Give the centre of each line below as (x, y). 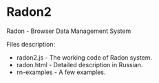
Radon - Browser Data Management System (69, 31)
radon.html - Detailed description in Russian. (79, 64)
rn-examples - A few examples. (61, 72)
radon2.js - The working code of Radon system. (84, 57)
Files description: (31, 44)
